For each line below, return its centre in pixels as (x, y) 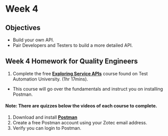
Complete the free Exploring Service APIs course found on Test (80, 73)
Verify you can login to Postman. (47, 128)
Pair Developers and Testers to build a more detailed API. (73, 45)
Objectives (23, 28)
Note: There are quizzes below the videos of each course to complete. (81, 106)
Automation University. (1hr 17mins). (50, 79)
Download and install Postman (45, 117)
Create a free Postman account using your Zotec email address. (80, 123)
